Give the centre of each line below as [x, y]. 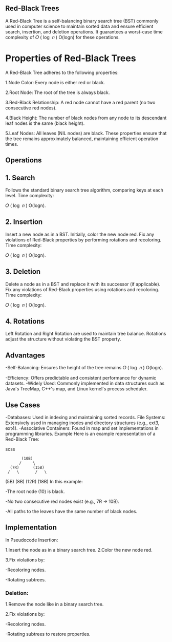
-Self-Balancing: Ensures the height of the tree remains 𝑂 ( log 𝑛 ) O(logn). [84, 368]
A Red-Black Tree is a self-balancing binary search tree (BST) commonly [82, 21]
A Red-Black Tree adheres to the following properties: [62, 72]
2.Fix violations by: [25, 614]
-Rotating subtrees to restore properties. [48, 634]
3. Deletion [23, 272]
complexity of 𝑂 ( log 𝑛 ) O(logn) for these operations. [63, 37]
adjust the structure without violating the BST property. [63, 339]
